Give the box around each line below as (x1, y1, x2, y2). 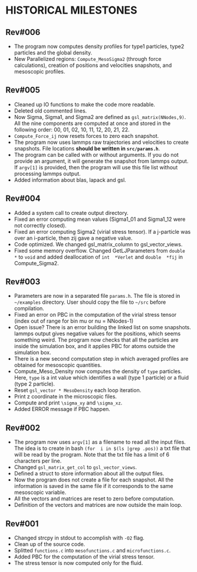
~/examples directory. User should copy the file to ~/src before (14, 298, 166, 306)
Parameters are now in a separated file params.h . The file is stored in (14, 293, 180, 300)
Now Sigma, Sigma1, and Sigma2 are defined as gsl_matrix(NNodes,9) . (14, 113, 186, 120)
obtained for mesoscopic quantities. (14, 362, 102, 369)
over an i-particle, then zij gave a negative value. (14, 234, 133, 242)
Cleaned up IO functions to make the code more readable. (14, 101, 156, 108)
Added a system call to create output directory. (14, 209, 129, 216)
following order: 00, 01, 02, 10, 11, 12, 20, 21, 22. (14, 126, 130, 133)
